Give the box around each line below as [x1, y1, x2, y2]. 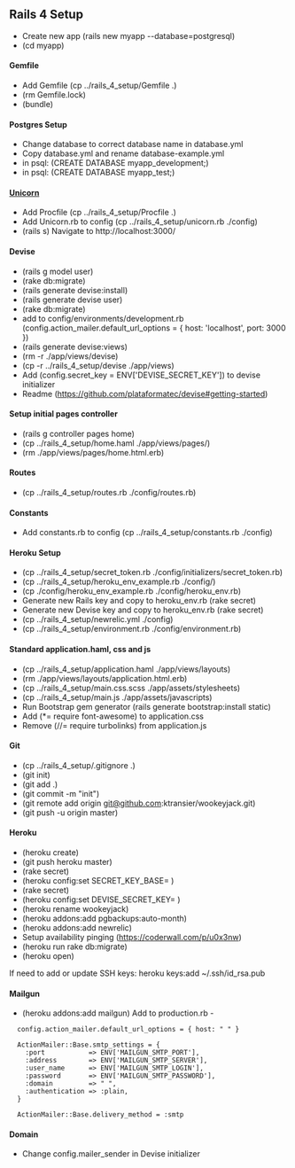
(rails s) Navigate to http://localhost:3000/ [21, 226, 175, 237]
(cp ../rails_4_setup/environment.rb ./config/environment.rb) [21, 624, 242, 635]
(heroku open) [21, 951, 75, 962]
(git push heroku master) [21, 857, 113, 868]
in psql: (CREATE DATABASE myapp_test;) [21, 167, 175, 178]
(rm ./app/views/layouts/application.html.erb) [21, 673, 188, 683]
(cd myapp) [21, 40, 65, 51]
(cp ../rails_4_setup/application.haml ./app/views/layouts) [21, 664, 231, 674]
